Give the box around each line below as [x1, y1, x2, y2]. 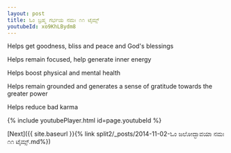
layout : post [7, 10, 45, 17]
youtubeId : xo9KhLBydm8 [7, 23, 77, 30]
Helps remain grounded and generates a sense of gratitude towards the [7, 82, 213, 91]
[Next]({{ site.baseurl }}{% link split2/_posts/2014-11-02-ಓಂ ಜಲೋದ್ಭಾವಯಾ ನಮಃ [7, 129, 225, 138]
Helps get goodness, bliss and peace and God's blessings [7, 42, 174, 51]
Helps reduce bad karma [7, 103, 79, 111]
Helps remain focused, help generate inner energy [7, 55, 152, 64]
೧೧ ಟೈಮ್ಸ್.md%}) [7, 138, 51, 146]
